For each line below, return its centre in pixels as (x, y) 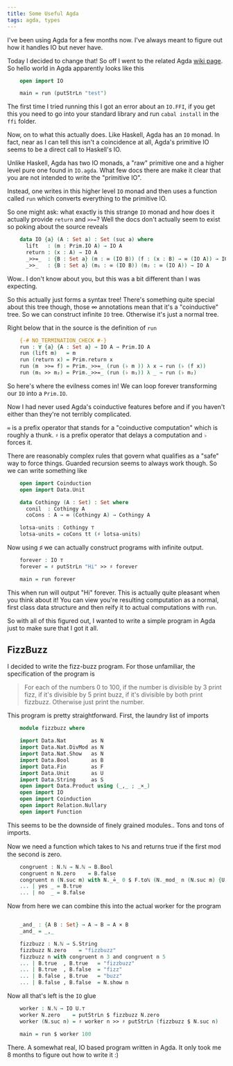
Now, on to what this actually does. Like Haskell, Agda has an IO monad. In (114, 135)
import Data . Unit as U (62, 773)
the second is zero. (35, 854)
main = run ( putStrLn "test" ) (63, 93)
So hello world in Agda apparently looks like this (76, 68)
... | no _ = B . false (52, 893)
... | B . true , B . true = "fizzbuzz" (77, 963)
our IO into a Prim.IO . (37, 393)
